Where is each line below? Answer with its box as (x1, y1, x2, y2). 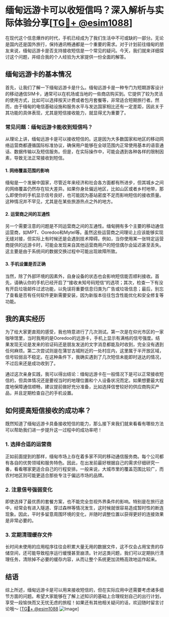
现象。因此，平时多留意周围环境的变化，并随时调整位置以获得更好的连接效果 (5, 511, 164, 517)
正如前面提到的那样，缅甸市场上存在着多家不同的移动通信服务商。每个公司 (5, 453, 159, 459)
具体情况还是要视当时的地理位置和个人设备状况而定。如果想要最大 (22, 377, 159, 384)
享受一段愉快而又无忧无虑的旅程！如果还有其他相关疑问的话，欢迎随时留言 (5, 599, 159, 605)
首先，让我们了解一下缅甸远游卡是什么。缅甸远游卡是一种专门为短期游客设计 (5, 84, 164, 90)
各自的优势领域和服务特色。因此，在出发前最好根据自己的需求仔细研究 (9, 459, 155, 466)
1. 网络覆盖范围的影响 (5, 167, 49, 173)
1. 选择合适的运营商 (5, 441, 52, 448)
